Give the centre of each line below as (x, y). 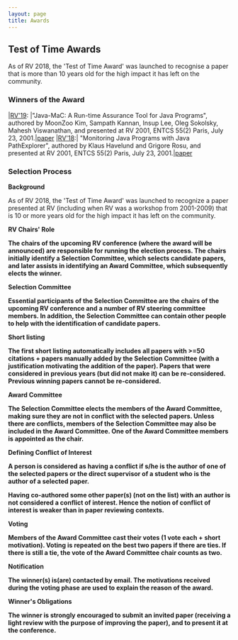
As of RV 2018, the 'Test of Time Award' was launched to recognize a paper (118, 200)
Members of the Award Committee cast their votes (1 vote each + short (114, 537)
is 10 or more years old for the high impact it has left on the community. (112, 215)
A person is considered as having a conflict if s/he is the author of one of (117, 466)
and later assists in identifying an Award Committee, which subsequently (118, 265)
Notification (26, 566)
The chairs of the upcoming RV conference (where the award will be (110, 243)
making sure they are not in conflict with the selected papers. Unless (111, 416)
